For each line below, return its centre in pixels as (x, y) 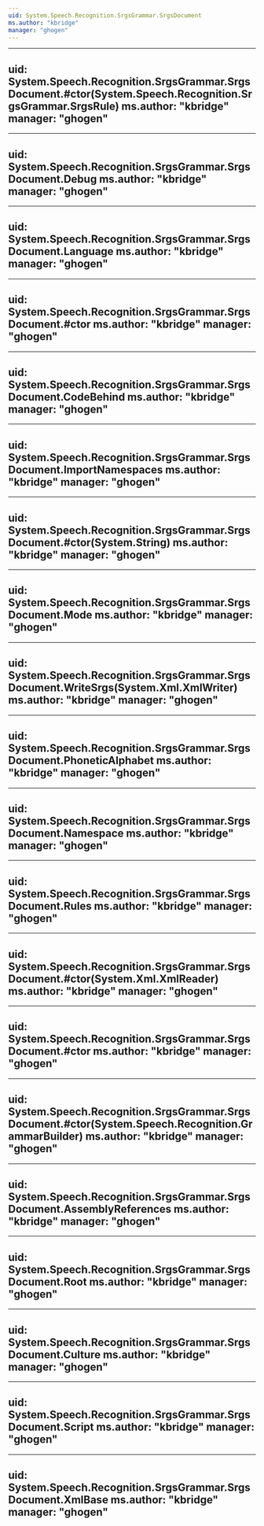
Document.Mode (50, 615)
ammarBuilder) (46, 1137)
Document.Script (51, 1427)
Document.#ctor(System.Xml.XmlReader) (114, 979)
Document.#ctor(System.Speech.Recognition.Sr (130, 94)
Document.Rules (50, 906)
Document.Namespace (66, 833)
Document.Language (61, 251)
